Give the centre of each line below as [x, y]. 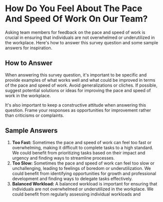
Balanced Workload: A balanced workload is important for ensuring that [85, 184]
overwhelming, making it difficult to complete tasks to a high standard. [82, 147]
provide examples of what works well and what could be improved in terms [80, 80]
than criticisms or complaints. [35, 115]
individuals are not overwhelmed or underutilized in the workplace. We [83, 189]
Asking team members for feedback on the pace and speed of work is [75, 32]
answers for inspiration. [29, 48]
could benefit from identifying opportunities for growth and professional [84, 173]
